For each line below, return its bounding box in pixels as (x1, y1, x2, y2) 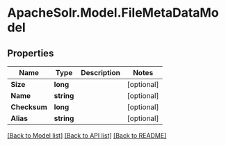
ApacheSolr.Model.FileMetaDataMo (7, 5, 219, 21)
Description (81, 68, 120, 77)
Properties (7, 47, 54, 59)
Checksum (10, 102, 47, 112)
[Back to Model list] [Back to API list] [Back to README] (7, 131, 167, 140)
